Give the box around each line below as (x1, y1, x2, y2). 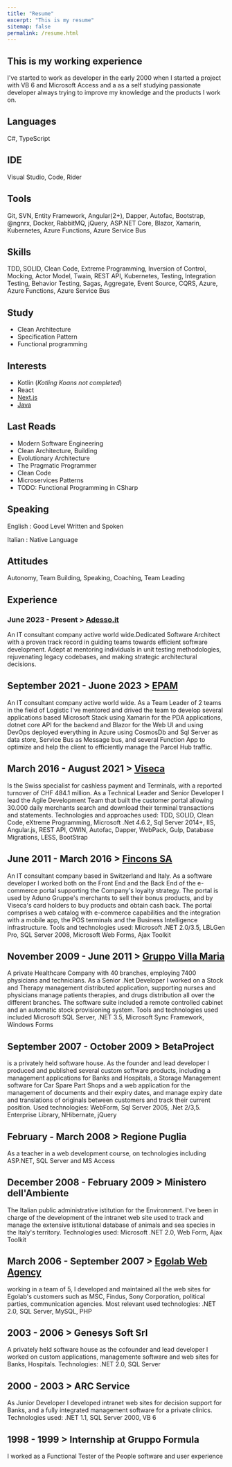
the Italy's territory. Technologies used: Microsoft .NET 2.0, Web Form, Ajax (7, 1228, 223, 1236)
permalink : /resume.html (7, 29, 79, 37)
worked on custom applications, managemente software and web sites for (7, 1352, 219, 1361)
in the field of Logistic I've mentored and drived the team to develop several (7, 706, 224, 714)
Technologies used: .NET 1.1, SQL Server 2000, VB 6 (7, 1414, 157, 1422)
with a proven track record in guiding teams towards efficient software (7, 638, 208, 646)
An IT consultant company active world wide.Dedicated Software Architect (7, 631, 220, 639)
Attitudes (7, 555, 48, 567)
